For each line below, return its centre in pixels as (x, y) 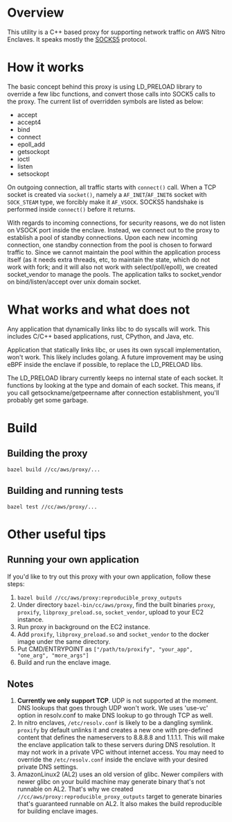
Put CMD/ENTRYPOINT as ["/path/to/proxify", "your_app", (105, 649)
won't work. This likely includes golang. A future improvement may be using (115, 357)
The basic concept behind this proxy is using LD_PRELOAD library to (105, 86)
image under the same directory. (64, 641)
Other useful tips (56, 534)
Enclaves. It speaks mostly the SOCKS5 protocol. (77, 39)
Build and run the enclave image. (64, 662)
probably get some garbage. (48, 400)
